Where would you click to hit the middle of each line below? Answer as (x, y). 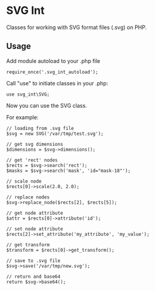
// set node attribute (35, 229)
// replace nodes (28, 197)
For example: (23, 117)
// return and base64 (33, 276)
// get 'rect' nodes (32, 160)
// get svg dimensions (35, 144)
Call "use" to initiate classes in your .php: (57, 83)
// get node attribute (35, 213)
